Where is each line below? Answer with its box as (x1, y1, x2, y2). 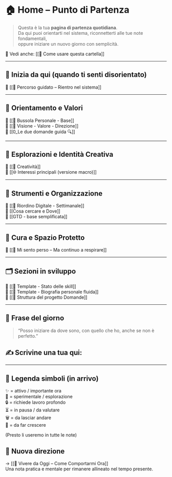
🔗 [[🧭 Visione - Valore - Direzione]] (5, 122, 79, 129)
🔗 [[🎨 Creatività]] (5, 163, 41, 170)
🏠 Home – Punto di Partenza (5, 4, 130, 16)
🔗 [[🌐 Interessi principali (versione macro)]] (5, 169, 97, 175)
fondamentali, (17, 35, 47, 42)
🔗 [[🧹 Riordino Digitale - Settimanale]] (5, 203, 84, 209)
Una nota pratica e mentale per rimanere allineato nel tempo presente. (5, 466, 154, 472)
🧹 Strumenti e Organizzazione (5, 189, 103, 198)
